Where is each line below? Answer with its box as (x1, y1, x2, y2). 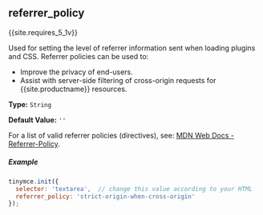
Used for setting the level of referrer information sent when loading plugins (8, 43, 256, 53)
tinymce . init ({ (8, 177, 59, 185)
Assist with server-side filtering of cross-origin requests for (19, 75, 216, 85)
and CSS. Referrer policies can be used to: (8, 51, 149, 61)
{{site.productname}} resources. (19, 84, 127, 94)
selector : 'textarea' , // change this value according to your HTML (15, 185, 253, 193)
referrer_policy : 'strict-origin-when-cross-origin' (15, 192, 196, 201)
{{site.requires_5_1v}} (8, 27, 78, 37)
